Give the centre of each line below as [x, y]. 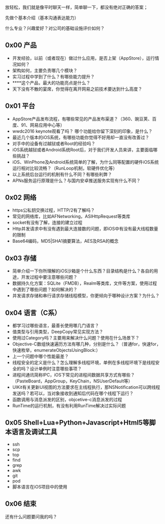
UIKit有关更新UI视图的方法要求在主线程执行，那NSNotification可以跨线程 [86, 387]
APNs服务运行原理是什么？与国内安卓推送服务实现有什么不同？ [76, 180]
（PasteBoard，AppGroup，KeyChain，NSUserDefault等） [72, 381]
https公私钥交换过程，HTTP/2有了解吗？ [54, 210]
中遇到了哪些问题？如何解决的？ [45, 290]
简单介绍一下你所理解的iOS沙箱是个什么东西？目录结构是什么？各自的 [83, 271]
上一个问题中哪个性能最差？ [41, 356]
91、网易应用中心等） [43, 125]
